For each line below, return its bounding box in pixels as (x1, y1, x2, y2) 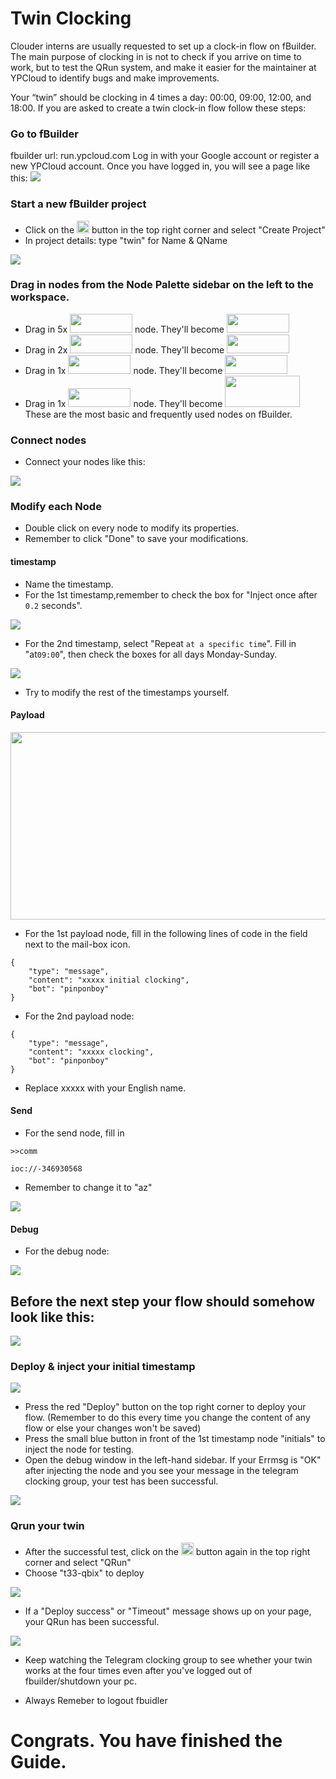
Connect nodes (10, 433, 87, 447)
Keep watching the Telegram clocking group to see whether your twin (24, 1653, 313, 1666)
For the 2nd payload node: (24, 1010, 135, 1022)
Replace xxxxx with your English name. (24, 1082, 187, 1094)
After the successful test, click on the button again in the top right (24, 1545, 311, 1557)
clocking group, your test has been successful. (24, 1475, 219, 1487)
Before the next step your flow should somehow (10, 1293, 316, 1310)
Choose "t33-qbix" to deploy (24, 1567, 145, 1579)
